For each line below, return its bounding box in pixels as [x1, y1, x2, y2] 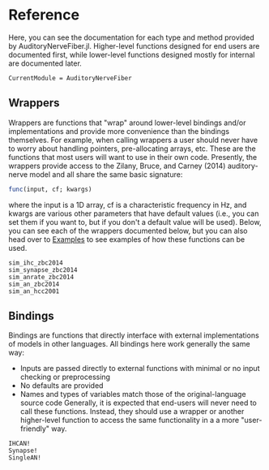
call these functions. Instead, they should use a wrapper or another [19, 407, 245, 416]
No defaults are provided [19, 381, 104, 390]
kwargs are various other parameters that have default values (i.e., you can [8, 209, 259, 218]
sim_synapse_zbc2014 [8, 265, 79, 274]
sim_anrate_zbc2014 [8, 273, 75, 281]
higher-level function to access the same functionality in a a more [19, 416, 240, 425]
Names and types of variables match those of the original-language [19, 390, 246, 399]
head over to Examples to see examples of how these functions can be [8, 234, 246, 244]
